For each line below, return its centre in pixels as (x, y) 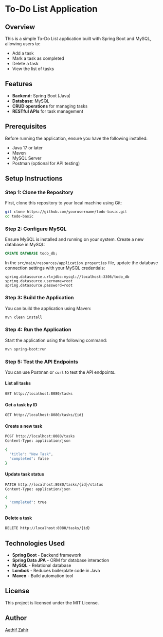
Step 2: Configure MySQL (36, 229)
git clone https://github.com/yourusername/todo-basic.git (66, 212)
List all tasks (18, 383)
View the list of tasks (33, 69)
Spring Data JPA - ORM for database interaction (61, 560)
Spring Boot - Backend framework (47, 555)
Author (16, 618)
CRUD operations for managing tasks (50, 106)
